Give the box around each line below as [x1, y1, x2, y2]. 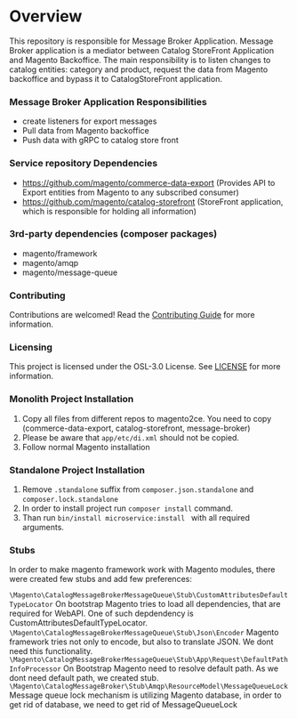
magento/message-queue [21, 267, 118, 278]
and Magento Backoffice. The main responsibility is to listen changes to [9, 54, 271, 65]
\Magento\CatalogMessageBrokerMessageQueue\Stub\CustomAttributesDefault [9, 591, 289, 600]
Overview [9, 6, 83, 27]
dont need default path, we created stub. [9, 673, 159, 683]
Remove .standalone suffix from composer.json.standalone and [21, 484, 254, 495]
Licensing [9, 341, 53, 353]
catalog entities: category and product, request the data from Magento [9, 64, 269, 75]
